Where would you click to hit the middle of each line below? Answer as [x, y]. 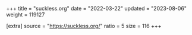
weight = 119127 [26, 15]
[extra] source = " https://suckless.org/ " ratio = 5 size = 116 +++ [84, 26]
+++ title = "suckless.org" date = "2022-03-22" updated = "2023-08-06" [97, 8]
